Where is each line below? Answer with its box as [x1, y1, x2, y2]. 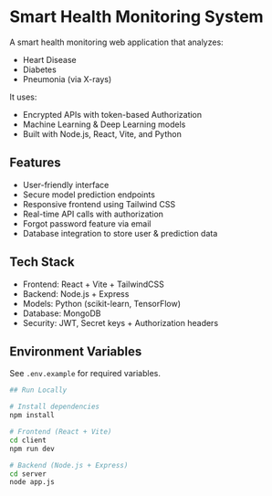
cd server [9, 469, 47, 479]
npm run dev [9, 444, 55, 453]
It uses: [9, 91, 37, 102]
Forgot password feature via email [22, 217, 152, 229]
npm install [9, 411, 55, 420]
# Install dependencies [9, 402, 100, 412]
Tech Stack [9, 254, 75, 270]
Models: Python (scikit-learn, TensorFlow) [22, 298, 181, 309]
